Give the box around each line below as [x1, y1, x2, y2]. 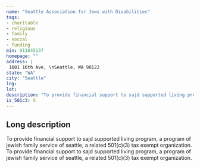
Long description [6, 120, 71, 130]
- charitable [6, 20, 39, 26]
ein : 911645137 [6, 48, 44, 54]
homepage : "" [6, 53, 39, 59]
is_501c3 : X [6, 97, 36, 103]
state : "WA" [6, 70, 36, 76]
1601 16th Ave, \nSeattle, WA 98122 [8, 64, 100, 70]
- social [6, 36, 28, 42]
